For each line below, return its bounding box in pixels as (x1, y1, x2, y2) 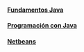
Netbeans (7, 37, 37, 45)
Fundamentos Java (7, 6, 64, 14)
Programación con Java (7, 21, 78, 30)
